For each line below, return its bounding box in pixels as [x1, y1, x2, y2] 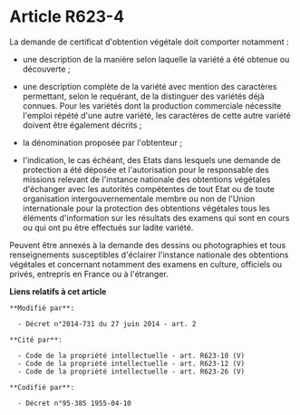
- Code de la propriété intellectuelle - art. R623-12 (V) [17, 359, 246, 368]
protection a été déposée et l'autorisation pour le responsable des [22, 164, 269, 175]
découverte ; [22, 63, 71, 74]
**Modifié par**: [9, 304, 75, 313]
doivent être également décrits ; [22, 120, 142, 130]
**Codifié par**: [9, 382, 75, 391]
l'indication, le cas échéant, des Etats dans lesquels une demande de [22, 154, 281, 165]
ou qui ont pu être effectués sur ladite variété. [22, 222, 194, 233]
